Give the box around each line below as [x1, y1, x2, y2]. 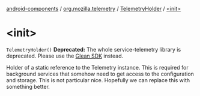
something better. [6, 83, 50, 90]
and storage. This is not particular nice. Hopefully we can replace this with [6, 76, 190, 83]
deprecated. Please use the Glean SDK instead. [6, 52, 124, 59]
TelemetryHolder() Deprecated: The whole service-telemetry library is [6, 46, 181, 53]
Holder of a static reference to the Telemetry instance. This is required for [6, 64, 189, 71]
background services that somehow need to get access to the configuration [6, 70, 194, 77]
